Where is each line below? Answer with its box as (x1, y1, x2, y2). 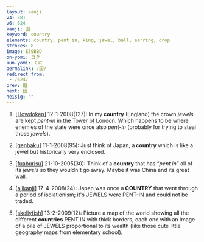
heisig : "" (6, 94, 34, 100)
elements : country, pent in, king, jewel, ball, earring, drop (6, 37, 171, 43)
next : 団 (6, 88, 27, 94)
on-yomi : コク (6, 54, 41, 60)
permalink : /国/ (6, 65, 47, 72)
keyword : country (6, 32, 51, 38)
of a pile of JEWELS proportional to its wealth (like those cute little (15, 222, 181, 229)
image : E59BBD (6, 49, 43, 55)
